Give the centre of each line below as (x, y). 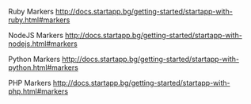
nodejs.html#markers (43, 44)
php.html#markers (38, 91)
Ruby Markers (31, 12)
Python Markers (34, 59)
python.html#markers (44, 67)
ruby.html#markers (39, 20)
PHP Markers (30, 83)
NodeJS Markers (36, 35)
